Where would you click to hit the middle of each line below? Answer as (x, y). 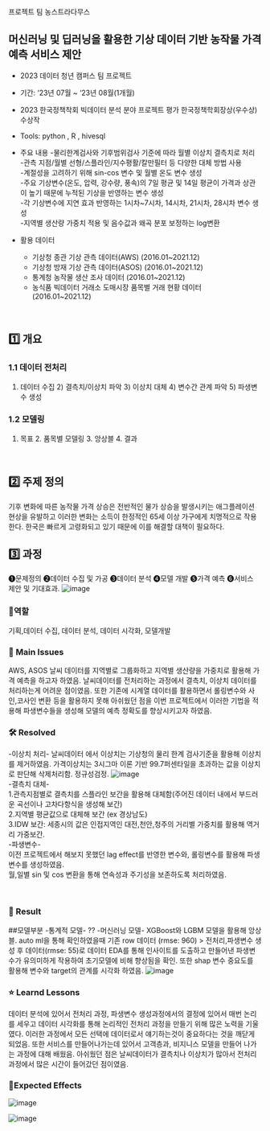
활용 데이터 (37, 240)
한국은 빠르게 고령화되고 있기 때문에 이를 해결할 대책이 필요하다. (125, 526)
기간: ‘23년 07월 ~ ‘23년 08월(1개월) (77, 93)
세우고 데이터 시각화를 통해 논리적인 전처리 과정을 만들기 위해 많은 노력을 (130, 1023)
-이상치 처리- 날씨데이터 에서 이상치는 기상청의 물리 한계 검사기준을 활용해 (124, 754)
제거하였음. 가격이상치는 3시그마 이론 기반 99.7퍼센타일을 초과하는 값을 (128, 764)
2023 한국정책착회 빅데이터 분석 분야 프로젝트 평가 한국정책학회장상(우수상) (139, 109)
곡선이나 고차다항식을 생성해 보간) (70, 804)
